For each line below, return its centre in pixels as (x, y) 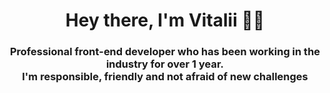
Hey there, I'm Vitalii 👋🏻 (165, 20)
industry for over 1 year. (165, 64)
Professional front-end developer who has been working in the (165, 52)
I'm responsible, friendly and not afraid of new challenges (165, 77)
